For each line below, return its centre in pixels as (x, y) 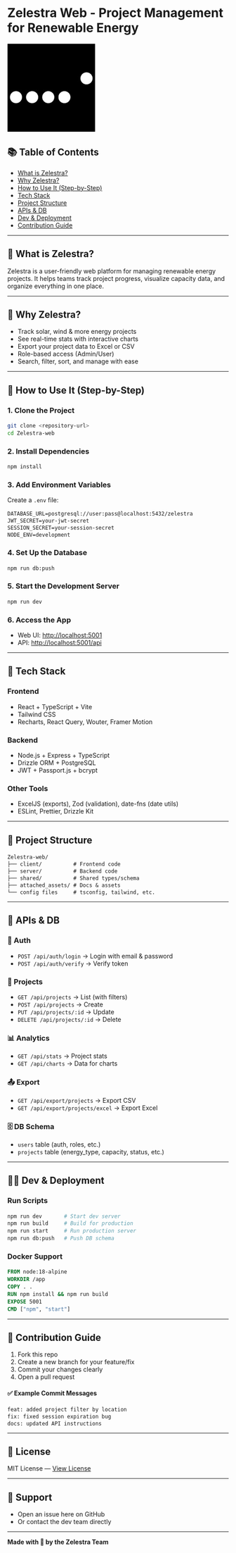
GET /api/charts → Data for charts (67, 1064)
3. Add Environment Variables (59, 485)
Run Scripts (27, 1201)
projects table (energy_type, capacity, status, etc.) (91, 1152)
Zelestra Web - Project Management (115, 13)
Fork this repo (38, 1354)
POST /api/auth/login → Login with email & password (95, 956)
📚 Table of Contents (53, 152)
